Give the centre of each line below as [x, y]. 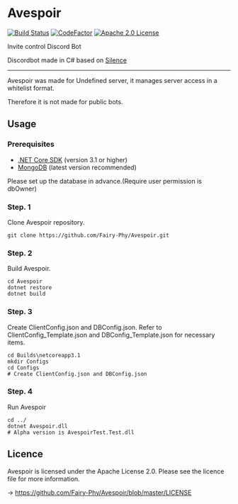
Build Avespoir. [29, 269]
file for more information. [44, 478]
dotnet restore [30, 288]
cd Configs [23, 368]
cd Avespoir [25, 281]
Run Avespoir [27, 407]
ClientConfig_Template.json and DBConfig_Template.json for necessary [111, 335]
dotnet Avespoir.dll [38, 426]
